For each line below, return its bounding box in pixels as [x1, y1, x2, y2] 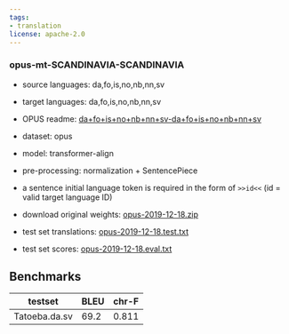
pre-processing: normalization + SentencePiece [21, 165, 198, 176]
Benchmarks [9, 269, 82, 284]
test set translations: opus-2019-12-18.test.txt [21, 226, 189, 236]
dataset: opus [21, 131, 73, 141]
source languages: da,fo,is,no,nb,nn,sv [21, 79, 165, 90]
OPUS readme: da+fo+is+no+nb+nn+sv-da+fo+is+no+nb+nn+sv [21, 113, 262, 124]
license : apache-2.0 [9, 29, 86, 38]
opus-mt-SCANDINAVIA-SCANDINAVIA [9, 59, 185, 71]
